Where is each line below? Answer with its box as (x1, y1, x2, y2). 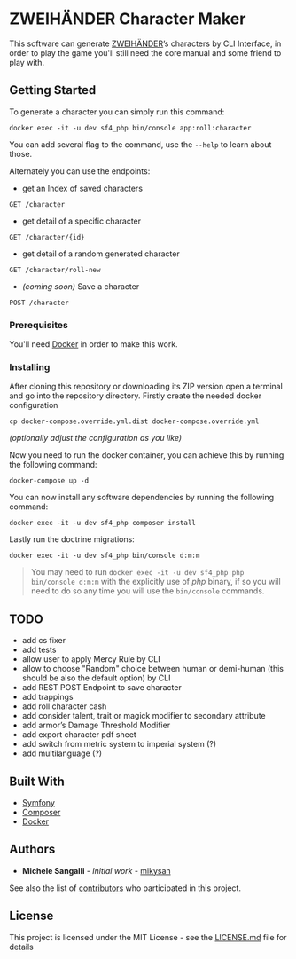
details (9, 941, 34, 952)
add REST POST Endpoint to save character (21, 682, 182, 693)
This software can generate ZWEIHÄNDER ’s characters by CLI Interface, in (9, 38, 282, 49)
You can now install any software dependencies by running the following (9, 492, 275, 503)
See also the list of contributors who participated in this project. (9, 883, 242, 893)
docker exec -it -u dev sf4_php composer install (9, 519, 197, 528)
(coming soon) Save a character (21, 280, 140, 292)
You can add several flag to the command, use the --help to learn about (9, 138, 272, 150)
